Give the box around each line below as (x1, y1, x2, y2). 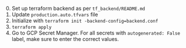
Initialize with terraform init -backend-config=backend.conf (11, 17, 158, 24)
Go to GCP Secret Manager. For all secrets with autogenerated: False (11, 29, 181, 36)
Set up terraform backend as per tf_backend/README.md (11, 5, 145, 12)
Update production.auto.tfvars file (11, 11, 98, 18)
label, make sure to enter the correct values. (11, 36, 119, 42)
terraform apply (11, 24, 52, 30)
